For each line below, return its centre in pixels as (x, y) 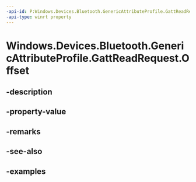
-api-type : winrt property (39, 17)
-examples (26, 171)
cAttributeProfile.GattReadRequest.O (98, 58)
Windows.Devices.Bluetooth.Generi (95, 46)
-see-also (24, 151)
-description (29, 92)
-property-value (36, 112)
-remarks (23, 132)
